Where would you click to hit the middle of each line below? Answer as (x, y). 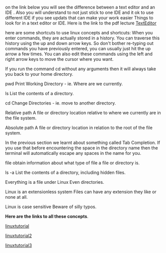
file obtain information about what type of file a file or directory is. (73, 163)
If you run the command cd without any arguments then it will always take (81, 69)
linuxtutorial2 (19, 236)
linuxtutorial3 (19, 245)
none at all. (17, 197)
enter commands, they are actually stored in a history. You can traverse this (83, 38)
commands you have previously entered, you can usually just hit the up (78, 49)
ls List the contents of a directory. (40, 93)
